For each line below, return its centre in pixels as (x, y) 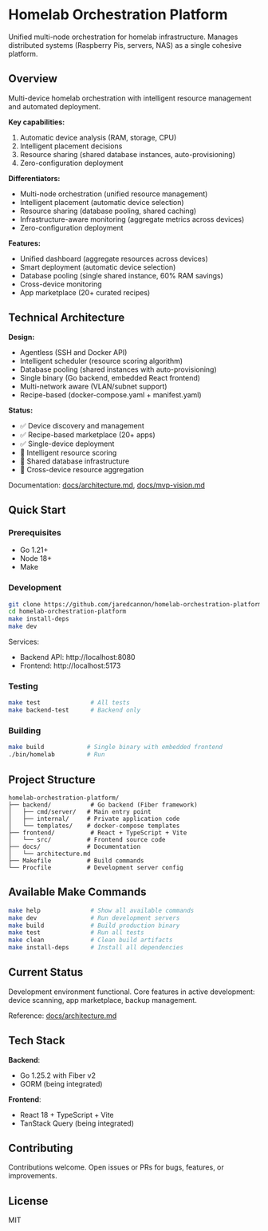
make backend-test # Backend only (75, 710)
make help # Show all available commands (101, 910)
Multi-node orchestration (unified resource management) (114, 194)
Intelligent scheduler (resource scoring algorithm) (101, 361)
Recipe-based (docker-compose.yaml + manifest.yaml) (110, 395)
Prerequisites (35, 532)
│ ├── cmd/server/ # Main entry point (80, 811)
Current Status (46, 972)
